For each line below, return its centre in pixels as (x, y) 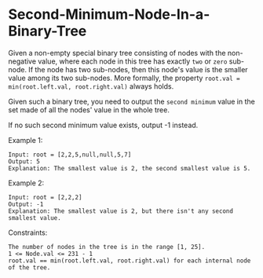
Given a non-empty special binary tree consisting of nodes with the (117, 53)
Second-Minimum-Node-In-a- (109, 15)
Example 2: (26, 183)
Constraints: (28, 232)
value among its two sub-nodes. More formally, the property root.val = (124, 78)
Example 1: (26, 140)
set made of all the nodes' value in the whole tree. (89, 110)
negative (22, 61)
